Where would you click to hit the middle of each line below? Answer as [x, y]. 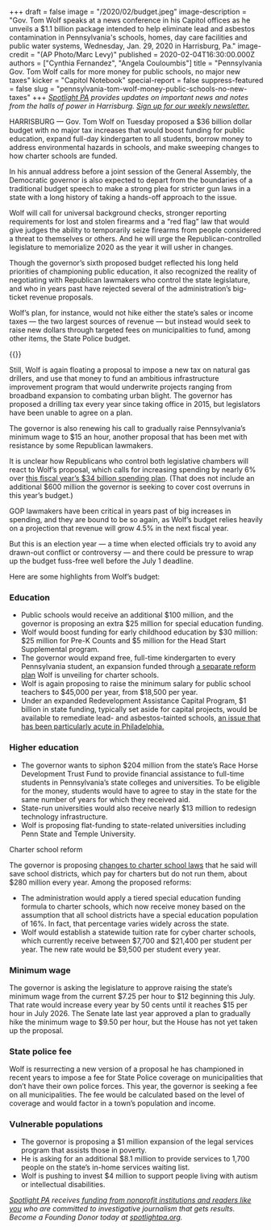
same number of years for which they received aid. [106, 799]
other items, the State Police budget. [70, 339]
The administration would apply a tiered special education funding [131, 897]
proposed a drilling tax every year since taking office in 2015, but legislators [135, 404]
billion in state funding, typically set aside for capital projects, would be [139, 709]
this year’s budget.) [41, 495]
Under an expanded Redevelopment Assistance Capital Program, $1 [133, 701]
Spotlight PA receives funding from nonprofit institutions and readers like [130, 1200]
